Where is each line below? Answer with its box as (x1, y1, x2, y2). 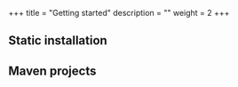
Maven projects (8, 63, 97, 78)
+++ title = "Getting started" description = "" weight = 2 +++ (8, 8, 230, 18)
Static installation (8, 33, 107, 48)
